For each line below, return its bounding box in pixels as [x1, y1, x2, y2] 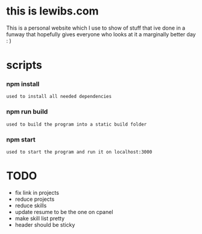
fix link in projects [14, 189, 59, 196]
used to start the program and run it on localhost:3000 [6, 149, 153, 155]
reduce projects [14, 195, 55, 203]
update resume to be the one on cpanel [14, 208, 113, 215]
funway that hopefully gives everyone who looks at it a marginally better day [6, 30, 196, 37]
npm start [6, 135, 36, 143]
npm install [6, 80, 40, 88]
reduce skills [14, 201, 47, 209]
